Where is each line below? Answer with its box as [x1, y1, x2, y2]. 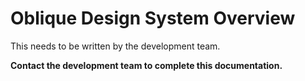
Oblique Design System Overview [10, 7, 296, 30]
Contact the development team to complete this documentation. [10, 59, 283, 71]
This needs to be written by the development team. [10, 40, 221, 52]
